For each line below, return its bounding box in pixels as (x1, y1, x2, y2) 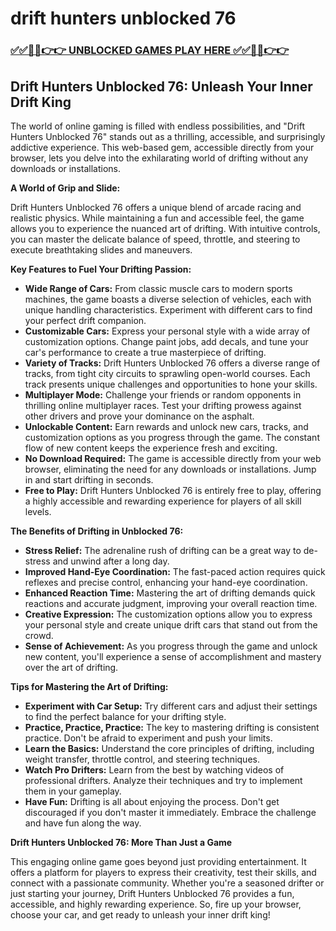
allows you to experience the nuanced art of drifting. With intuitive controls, (10, 222, 321, 234)
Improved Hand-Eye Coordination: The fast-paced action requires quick (24, 565, 326, 577)
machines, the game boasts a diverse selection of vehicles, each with (24, 293, 312, 305)
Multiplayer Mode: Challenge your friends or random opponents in (24, 388, 302, 401)
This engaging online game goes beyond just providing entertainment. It (10, 855, 307, 867)
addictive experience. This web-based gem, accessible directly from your (10, 141, 315, 153)
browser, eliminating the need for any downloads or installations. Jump (24, 463, 317, 475)
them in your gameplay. (24, 785, 122, 797)
